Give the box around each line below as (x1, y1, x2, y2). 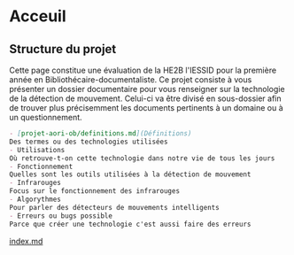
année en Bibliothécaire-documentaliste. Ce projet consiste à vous (9, 74, 252, 85)
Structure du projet (9, 42, 117, 57)
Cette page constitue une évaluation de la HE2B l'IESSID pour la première (9, 65, 277, 75)
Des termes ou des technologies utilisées (9, 137, 168, 146)
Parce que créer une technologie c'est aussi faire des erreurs (9, 220, 251, 228)
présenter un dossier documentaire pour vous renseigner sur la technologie (9, 84, 285, 94)
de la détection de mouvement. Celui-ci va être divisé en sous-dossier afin (9, 93, 282, 104)
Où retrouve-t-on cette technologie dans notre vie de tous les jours (9, 153, 275, 163)
